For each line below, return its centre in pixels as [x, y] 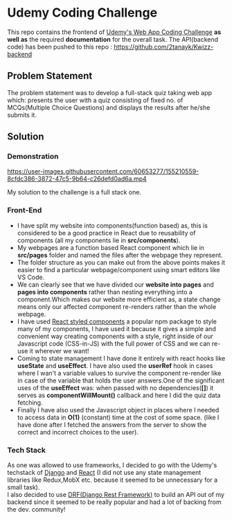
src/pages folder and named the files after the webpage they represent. [120, 255]
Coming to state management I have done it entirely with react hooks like [121, 358]
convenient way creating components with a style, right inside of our [115, 336]
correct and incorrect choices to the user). [78, 432]
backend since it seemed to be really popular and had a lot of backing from [114, 502]
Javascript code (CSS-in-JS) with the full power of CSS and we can [114, 343]
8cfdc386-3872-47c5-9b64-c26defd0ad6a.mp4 [77, 179]
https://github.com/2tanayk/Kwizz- [164, 47]
